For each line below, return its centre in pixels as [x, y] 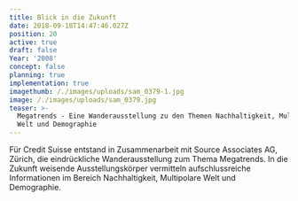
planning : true [37, 75]
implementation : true [49, 83]
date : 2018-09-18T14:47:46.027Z [69, 26]
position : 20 [33, 34]
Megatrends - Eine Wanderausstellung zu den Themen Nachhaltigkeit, [146, 116]
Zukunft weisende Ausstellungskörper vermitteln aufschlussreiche [130, 168]
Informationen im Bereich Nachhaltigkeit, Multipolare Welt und [123, 178]
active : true [33, 42]
